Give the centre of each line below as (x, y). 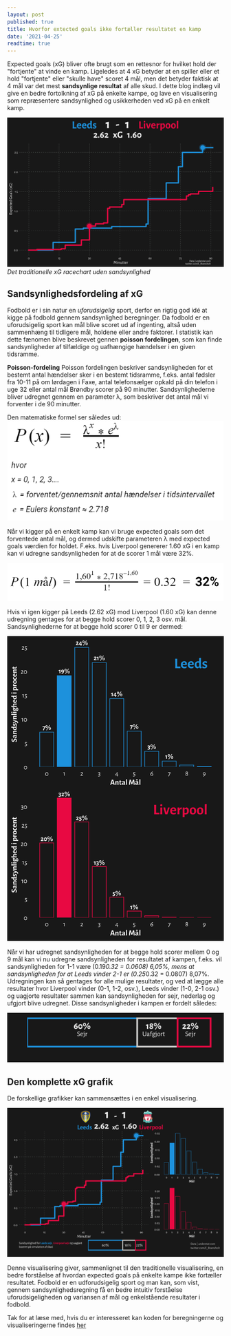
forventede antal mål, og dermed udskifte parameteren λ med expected (109, 539)
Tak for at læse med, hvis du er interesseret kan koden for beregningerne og (115, 1317)
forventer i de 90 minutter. (44, 404)
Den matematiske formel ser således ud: (64, 417)
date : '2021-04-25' (35, 36)
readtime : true (29, 44)
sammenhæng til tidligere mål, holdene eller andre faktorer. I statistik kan (110, 332)
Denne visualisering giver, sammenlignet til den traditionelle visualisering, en (115, 1268)
